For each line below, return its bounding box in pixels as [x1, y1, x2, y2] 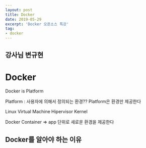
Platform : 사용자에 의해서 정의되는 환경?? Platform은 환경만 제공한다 [5, 98, 141, 105]
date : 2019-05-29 [5, 17, 42, 22]
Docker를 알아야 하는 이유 [5, 135, 82, 144]
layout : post [5, 7, 33, 13]
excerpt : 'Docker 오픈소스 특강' [5, 21, 69, 27]
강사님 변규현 [5, 51, 44, 60]
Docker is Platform [5, 88, 44, 94]
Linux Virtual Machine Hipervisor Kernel [5, 109, 88, 115]
